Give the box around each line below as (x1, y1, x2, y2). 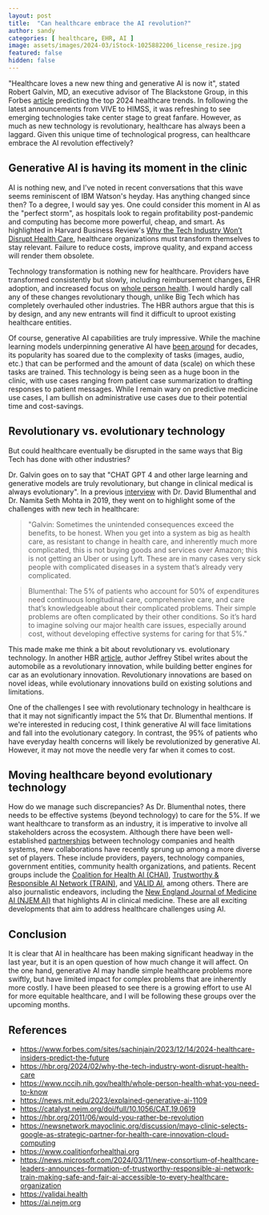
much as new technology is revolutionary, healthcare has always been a (8, 121, 246, 131)
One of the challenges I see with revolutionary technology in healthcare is (8, 703, 251, 712)
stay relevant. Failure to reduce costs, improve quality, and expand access (8, 242, 253, 252)
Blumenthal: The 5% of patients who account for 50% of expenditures (27, 586, 260, 596)
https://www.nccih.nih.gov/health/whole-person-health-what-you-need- (19, 1078, 260, 1087)
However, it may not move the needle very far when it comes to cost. (8, 745, 235, 755)
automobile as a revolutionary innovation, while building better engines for (8, 661, 253, 670)
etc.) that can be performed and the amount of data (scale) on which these (8, 358, 255, 368)
